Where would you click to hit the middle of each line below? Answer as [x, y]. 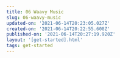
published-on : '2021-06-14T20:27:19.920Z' [61, 34]
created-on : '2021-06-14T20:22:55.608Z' [58, 29]
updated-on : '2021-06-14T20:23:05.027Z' [58, 23]
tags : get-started [30, 46]
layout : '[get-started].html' [45, 40]
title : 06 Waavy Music [35, 12]
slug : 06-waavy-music [34, 18]
